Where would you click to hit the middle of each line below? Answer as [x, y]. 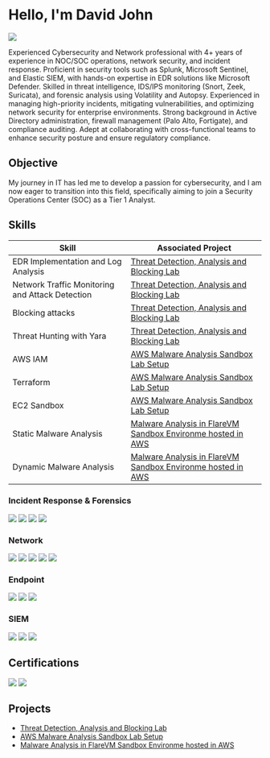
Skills [22, 225]
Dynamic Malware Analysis [63, 466]
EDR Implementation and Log [67, 261]
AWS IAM [30, 358]
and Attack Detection [52, 294]
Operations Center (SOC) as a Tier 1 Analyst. [82, 200]
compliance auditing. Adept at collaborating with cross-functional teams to [132, 129]
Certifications [44, 663]
